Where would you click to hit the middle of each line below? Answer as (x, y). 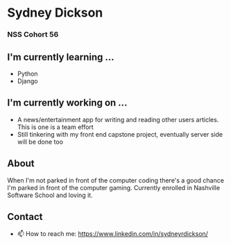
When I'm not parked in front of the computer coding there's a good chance (115, 180)
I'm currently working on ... (67, 103)
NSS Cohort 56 (33, 35)
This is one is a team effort (55, 127)
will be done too (40, 142)
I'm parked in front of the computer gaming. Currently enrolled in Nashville (114, 187)
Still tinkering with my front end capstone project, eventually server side (120, 134)
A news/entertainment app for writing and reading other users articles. (118, 119)
